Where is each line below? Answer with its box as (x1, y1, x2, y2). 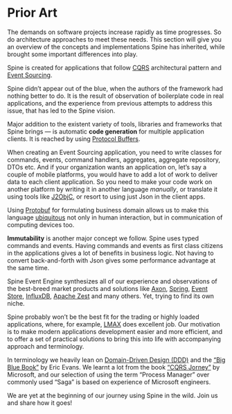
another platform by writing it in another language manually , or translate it (7, 185, 218, 193)
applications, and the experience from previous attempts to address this (7, 99, 213, 107)
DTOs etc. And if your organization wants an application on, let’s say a (7, 163, 207, 171)
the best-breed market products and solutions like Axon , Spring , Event (7, 284, 208, 292)
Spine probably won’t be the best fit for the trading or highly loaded (7, 313, 199, 321)
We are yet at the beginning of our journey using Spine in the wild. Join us (7, 391, 218, 399)
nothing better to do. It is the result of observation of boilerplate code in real (7, 92, 224, 100)
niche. (7, 299, 26, 307)
